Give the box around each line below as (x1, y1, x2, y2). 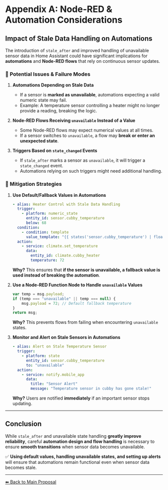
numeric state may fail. (19, 97, 67, 103)
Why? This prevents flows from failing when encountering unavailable (12, 319, 158, 325)
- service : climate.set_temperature (21, 243, 98, 249)
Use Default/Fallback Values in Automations (12, 192, 106, 198)
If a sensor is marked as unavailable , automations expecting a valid (19, 92, 160, 98)
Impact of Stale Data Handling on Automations (5, 34, 152, 43)
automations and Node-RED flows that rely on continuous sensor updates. (5, 58, 160, 64)
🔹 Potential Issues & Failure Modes (5, 70, 91, 77)
